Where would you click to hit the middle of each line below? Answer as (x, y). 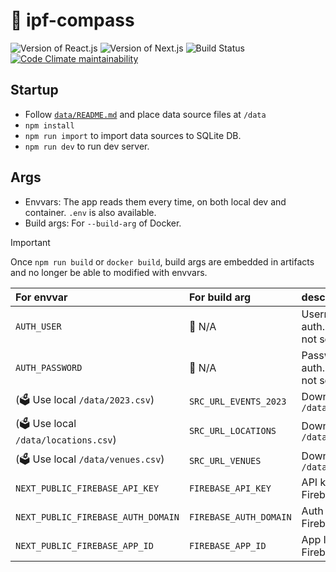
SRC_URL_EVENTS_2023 (237, 401)
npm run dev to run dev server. (87, 146)
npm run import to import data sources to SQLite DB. (133, 135)
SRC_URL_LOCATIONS (232, 431)
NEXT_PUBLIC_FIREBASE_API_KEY (87, 488)
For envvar (41, 297)
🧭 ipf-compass (72, 20)
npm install (49, 125)
